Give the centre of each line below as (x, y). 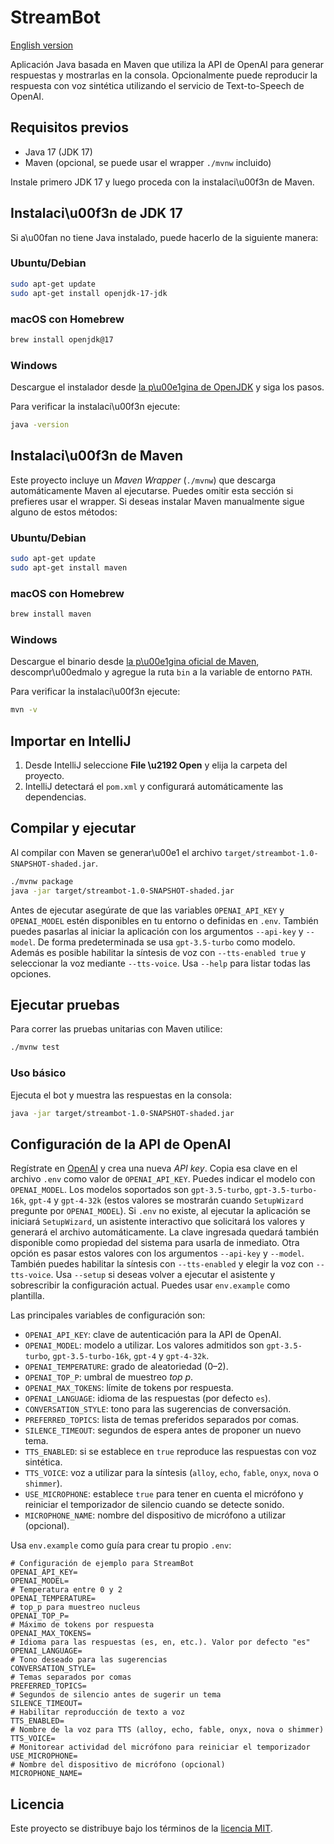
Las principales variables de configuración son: (108, 1315)
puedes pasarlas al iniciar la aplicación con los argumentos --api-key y (157, 931)
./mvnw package (42, 881)
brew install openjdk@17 (62, 339)
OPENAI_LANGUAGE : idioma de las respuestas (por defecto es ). (148, 1398)
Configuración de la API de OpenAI (121, 1144)
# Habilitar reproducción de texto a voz (98, 1712)
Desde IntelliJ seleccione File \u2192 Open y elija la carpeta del (156, 765)
